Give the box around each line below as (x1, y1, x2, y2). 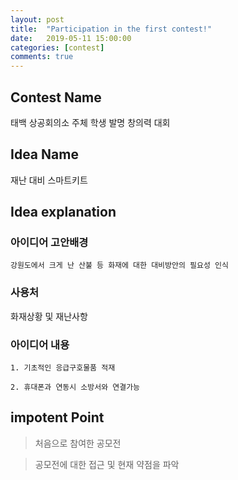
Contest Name (10, 89, 102, 106)
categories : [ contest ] (10, 42, 105, 53)
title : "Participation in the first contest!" (10, 24, 213, 34)
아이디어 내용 (10, 337, 70, 351)
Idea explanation (10, 204, 117, 221)
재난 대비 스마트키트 (10, 174, 88, 186)
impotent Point (10, 409, 105, 426)
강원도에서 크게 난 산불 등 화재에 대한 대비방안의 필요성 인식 (10, 261, 229, 271)
